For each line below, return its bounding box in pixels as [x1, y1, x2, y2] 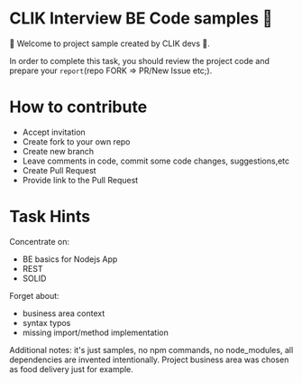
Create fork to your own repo [22, 135, 131, 147]
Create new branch [22, 145, 95, 156]
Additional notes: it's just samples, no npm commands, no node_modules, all [9, 344, 294, 355]
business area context [22, 307, 105, 319]
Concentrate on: [9, 236, 70, 247]
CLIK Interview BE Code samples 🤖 [9, 8, 273, 29]
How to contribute [9, 97, 148, 117]
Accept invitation [22, 126, 86, 137]
